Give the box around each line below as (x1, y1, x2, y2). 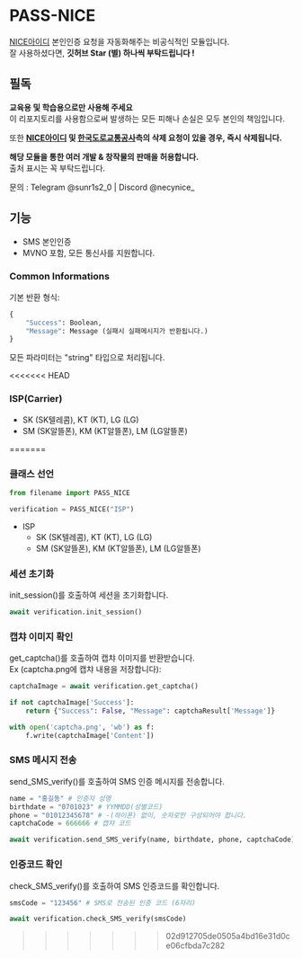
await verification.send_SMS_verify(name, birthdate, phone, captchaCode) (9, 835, 296, 845)
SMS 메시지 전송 (9, 754, 77, 767)
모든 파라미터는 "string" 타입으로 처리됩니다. (9, 352, 165, 363)
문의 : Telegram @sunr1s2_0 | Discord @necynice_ (9, 182, 195, 192)
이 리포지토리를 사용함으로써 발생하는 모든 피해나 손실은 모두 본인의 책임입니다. (9, 113, 286, 124)
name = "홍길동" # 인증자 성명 (9, 794, 111, 803)
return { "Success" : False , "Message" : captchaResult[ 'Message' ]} (25, 706, 276, 715)
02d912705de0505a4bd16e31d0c (165, 931, 290, 942)
